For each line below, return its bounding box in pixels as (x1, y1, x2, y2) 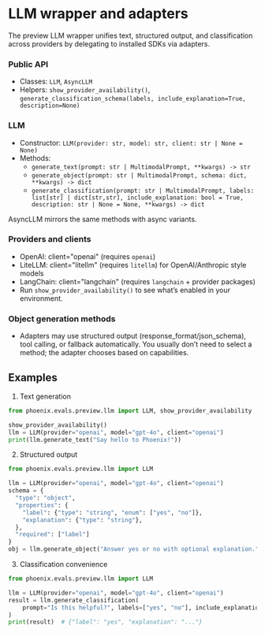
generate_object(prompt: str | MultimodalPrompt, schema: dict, (31, 171, 248, 180)
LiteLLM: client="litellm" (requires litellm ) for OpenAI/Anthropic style (19, 260, 247, 269)
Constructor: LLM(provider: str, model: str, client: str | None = (19, 138, 243, 147)
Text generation (19, 391, 71, 401)
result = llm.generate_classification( (8, 596, 140, 604)
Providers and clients (8, 234, 91, 245)
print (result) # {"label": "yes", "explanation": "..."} (8, 618, 203, 626)
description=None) (19, 102, 80, 110)
